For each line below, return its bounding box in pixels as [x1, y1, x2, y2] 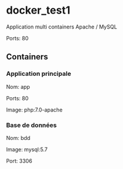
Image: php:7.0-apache [6, 106, 63, 113]
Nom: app [6, 83, 31, 90]
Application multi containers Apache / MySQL [6, 23, 117, 30]
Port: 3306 [6, 157, 33, 164]
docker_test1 [6, 4, 70, 17]
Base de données [6, 121, 57, 129]
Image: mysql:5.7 [6, 146, 48, 153]
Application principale [6, 69, 72, 78]
